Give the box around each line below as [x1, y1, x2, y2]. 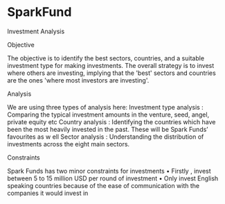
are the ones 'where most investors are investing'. [7, 76, 150, 84]
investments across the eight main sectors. [7, 139, 130, 148]
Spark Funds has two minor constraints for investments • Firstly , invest [7, 167, 211, 175]
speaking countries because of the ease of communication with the [7, 181, 200, 189]
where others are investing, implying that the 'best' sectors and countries [7, 69, 216, 77]
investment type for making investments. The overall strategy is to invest [7, 61, 215, 69]
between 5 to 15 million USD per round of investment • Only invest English [7, 174, 219, 182]
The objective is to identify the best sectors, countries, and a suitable [7, 53, 205, 62]
